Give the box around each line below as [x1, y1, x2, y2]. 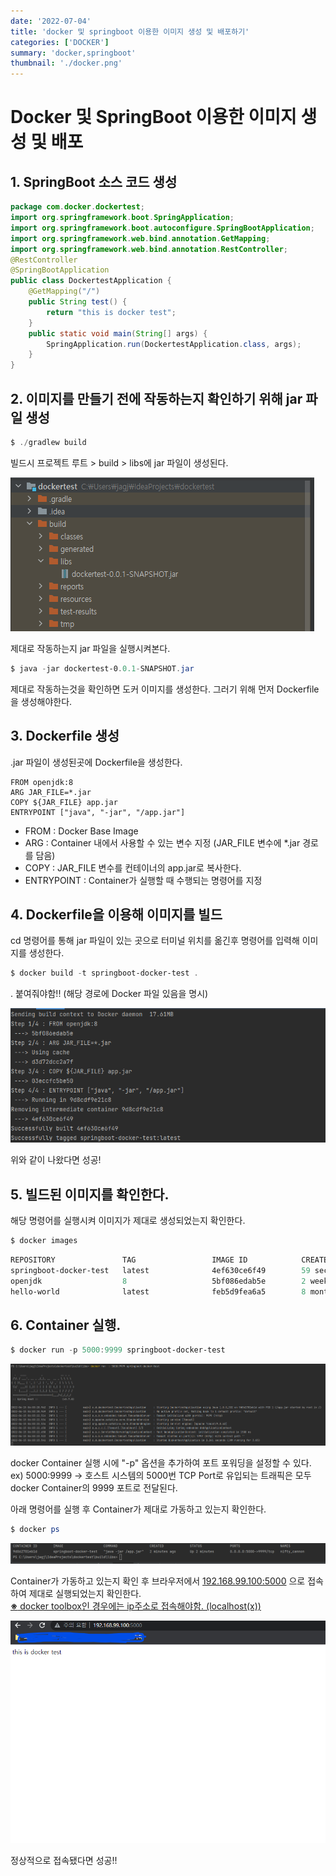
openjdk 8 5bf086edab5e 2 [10, 1276, 307, 1286]
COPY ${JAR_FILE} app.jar [10, 797, 118, 807]
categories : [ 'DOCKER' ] [10, 37, 110, 47]
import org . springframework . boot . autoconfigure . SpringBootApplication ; [10, 223, 315, 233]
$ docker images [10, 1236, 78, 1246]
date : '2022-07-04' [10, 16, 92, 26]
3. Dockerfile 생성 [10, 728, 120, 745]
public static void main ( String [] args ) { [28, 328, 208, 339]
